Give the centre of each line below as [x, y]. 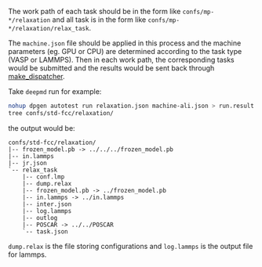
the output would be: [42, 128]
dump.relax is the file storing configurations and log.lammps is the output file [131, 246]
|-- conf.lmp [44, 177]
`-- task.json [45, 231]
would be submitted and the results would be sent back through [111, 68]
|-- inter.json [47, 204]
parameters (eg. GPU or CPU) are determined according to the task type [125, 51]
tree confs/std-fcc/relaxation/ [61, 113]
